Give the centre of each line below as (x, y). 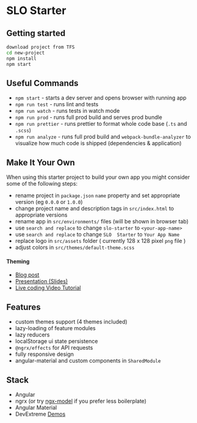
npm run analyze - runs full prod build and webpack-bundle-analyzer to (103, 137)
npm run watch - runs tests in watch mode (67, 111)
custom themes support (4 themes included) (71, 322)
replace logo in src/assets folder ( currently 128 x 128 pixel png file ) (100, 241)
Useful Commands (42, 83)
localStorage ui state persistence (56, 341)
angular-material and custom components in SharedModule (88, 361)
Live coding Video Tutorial (48, 288)
